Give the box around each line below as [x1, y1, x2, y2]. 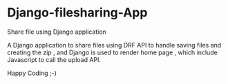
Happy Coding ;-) [7, 69, 57, 77]
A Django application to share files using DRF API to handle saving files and [7, 41, 222, 49]
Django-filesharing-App [7, 5, 148, 21]
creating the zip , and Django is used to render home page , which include [7, 48, 218, 56]
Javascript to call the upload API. [7, 55, 102, 63]
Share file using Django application [7, 28, 107, 36]
